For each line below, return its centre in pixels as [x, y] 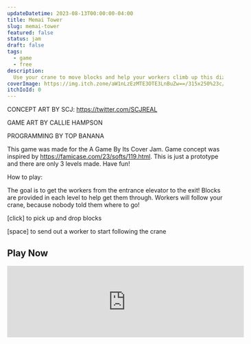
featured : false [30, 33]
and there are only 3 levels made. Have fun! [69, 164]
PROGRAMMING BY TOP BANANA [56, 136]
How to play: [25, 177]
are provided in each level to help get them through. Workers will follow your [115, 198]
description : [26, 71]
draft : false [26, 45]
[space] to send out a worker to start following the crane [87, 232]
